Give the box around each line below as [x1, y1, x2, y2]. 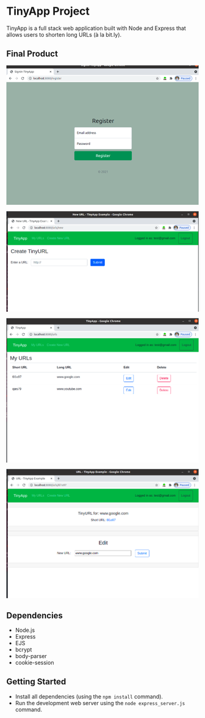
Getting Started [6, 676, 67, 687]
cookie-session [15, 659, 54, 666]
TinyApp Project [6, 4, 90, 18]
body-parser [15, 653, 47, 659]
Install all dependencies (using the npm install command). [15, 692, 164, 700]
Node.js [15, 626, 35, 634]
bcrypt [15, 646, 32, 653]
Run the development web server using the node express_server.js [15, 699, 185, 706]
